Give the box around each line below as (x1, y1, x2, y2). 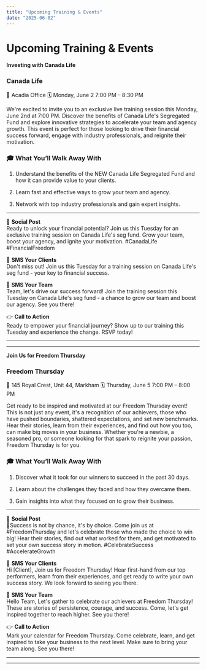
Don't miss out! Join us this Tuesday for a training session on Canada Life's (6, 262, 196, 270)
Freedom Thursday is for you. (6, 441, 82, 449)
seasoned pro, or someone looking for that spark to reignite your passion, (6, 435, 193, 443)
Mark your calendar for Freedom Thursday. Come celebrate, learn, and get (6, 631, 195, 639)
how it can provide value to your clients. (15, 176, 116, 184)
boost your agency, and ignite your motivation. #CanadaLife (6, 238, 158, 245)
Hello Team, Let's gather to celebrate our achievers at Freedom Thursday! (6, 597, 193, 605)
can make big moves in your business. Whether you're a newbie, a (6, 428, 175, 436)
